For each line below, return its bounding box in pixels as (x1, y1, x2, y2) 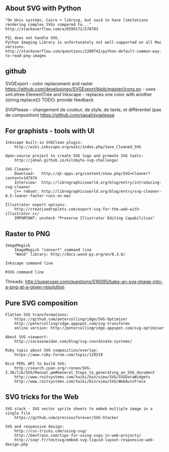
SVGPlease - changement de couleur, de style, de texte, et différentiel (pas (5, 106, 161, 112)
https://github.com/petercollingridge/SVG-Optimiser (14, 317, 128, 322)
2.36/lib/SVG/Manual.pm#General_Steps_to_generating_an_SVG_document (5, 370, 155, 375)
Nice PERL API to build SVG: (5, 361, 67, 367)
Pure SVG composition (5, 298, 78, 307)
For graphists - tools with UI (5, 127, 95, 135)
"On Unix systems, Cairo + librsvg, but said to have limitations (5, 17, 148, 22)
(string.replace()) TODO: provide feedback (5, 97, 94, 103)
